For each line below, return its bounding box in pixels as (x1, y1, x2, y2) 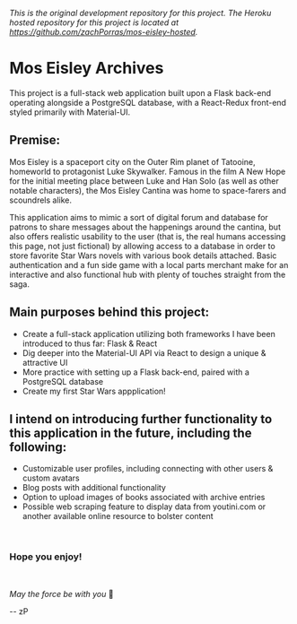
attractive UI (22, 357, 68, 368)
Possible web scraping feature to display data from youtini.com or (22, 501, 266, 512)
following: (9, 439, 67, 455)
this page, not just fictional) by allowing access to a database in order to (9, 240, 275, 251)
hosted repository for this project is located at (9, 17, 179, 28)
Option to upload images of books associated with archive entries (22, 492, 266, 503)
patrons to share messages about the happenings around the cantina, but (9, 221, 281, 232)
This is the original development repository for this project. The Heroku (9, 8, 272, 18)
